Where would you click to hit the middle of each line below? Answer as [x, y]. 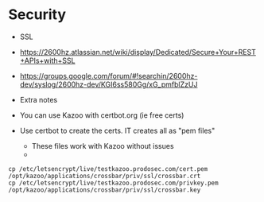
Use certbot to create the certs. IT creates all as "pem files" [117, 130]
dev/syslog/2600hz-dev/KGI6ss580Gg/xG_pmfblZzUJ [109, 84]
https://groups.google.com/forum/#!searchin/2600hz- [109, 76]
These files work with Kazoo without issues [103, 146]
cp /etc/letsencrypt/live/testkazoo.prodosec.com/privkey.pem [113, 183]
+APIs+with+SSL [47, 60]
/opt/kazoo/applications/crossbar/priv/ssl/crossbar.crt [105, 176]
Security [37, 15]
